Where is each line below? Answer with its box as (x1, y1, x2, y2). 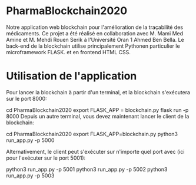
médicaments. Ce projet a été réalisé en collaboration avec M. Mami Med (6, 29, 184, 37)
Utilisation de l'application (6, 70, 137, 83)
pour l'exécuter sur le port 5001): (6, 154, 86, 161)
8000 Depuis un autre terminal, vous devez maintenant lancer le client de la (6, 113, 190, 120)
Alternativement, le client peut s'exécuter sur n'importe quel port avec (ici (6, 148, 185, 155)
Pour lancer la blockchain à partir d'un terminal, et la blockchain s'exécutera (6, 88, 190, 95)
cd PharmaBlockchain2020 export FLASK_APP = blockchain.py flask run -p (6, 106, 189, 113)
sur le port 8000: (6, 95, 47, 102)
